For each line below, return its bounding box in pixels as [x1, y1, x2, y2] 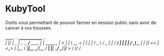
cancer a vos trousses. [5, 24, 52, 30]
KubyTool [5, 3, 46, 14]
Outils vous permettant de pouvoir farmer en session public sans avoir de [5, 19, 156, 25]
